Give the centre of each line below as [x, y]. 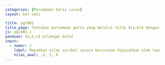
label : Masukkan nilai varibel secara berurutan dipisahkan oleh [82, 50]
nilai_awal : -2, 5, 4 [36, 55]
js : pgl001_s [18, 32]
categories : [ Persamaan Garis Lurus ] [44, 10]
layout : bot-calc [23, 14]
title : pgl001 [20, 23]
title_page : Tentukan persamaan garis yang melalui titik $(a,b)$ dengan [82, 27]
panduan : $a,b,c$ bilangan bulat [39, 37]
